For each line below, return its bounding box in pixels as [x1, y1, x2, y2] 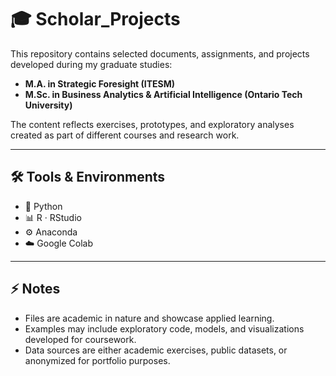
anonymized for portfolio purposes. [24, 354, 171, 366]
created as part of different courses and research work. [10, 129, 240, 141]
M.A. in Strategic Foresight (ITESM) [24, 77, 176, 90]
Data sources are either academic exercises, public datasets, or [24, 344, 288, 356]
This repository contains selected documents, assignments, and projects [10, 47, 310, 60]
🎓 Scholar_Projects [10, 8, 181, 31]
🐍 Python [24, 200, 63, 212]
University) [24, 99, 73, 111]
